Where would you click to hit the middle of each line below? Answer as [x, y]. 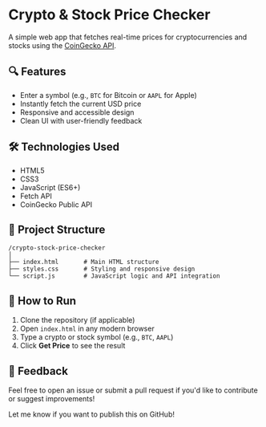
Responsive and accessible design [77, 112]
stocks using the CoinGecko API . [62, 45]
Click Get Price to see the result [73, 346]
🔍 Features [37, 72]
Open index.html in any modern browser [87, 329]
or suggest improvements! [52, 399]
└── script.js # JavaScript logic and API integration [114, 276]
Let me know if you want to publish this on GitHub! [91, 414]
